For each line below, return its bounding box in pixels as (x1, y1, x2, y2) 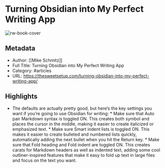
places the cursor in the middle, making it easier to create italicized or (12, 121, 154, 127)
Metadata (5, 44, 35, 52)
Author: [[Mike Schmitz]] (12, 57, 63, 63)
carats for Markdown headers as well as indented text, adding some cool (12, 147, 161, 153)
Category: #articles (12, 68, 52, 73)
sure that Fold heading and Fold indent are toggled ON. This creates (12, 142, 150, 147)
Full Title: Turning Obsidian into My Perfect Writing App (12, 62, 125, 68)
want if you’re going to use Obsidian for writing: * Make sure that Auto (12, 110, 155, 116)
